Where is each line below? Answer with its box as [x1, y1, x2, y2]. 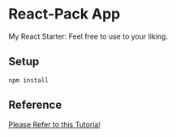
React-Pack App [8, 5, 121, 23]
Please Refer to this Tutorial [8, 119, 101, 129]
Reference [8, 98, 62, 112]
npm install [8, 76, 49, 85]
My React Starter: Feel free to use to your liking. [8, 31, 169, 41]
